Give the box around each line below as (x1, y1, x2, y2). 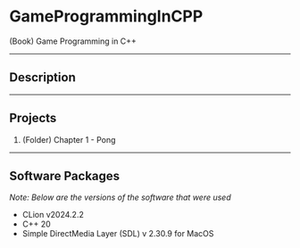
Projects (9, 111, 57, 126)
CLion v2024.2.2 (21, 210, 85, 220)
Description (9, 70, 76, 86)
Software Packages (9, 168, 121, 184)
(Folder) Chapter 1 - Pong (21, 134, 116, 145)
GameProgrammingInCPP (9, 6, 204, 27)
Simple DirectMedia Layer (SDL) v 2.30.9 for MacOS (21, 228, 214, 239)
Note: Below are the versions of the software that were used (9, 192, 232, 203)
